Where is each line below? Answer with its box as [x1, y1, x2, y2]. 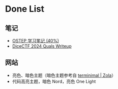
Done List [5, 3, 45, 15]
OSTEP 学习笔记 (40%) [12, 38, 59, 43]
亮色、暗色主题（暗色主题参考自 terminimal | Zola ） [12, 72, 116, 78]
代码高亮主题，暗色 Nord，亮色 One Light [12, 78, 96, 84]
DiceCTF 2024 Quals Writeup [12, 43, 72, 49]
